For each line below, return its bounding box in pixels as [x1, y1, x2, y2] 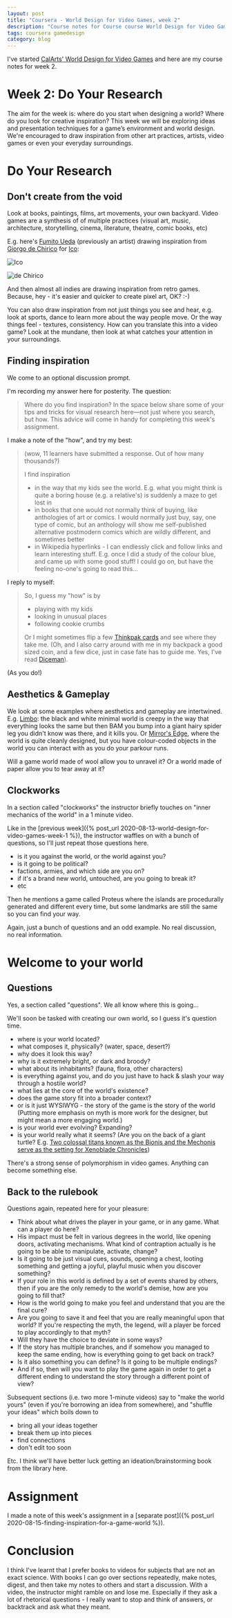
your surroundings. [7, 335, 61, 344]
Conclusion [7, 1543, 75, 1559]
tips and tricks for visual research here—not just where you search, [23, 407, 215, 416]
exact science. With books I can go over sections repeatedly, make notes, [7, 1574, 217, 1582]
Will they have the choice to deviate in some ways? [17, 1335, 163, 1344]
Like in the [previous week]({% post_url [7, 824, 119, 832]
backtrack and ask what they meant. [7, 1603, 111, 1611]
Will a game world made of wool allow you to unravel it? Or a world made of [7, 757, 222, 766]
